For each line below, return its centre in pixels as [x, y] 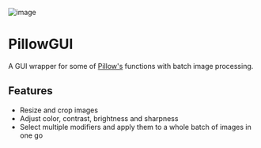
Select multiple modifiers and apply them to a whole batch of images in [135, 127]
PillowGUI [41, 44]
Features [30, 91]
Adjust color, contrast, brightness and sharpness [99, 118]
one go [31, 135]
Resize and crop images [59, 110]
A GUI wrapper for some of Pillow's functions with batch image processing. [131, 66]
